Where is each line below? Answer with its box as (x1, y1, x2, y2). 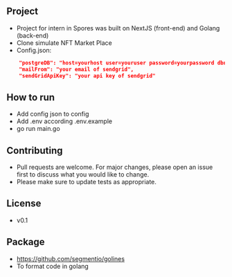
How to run (6, 91, 55, 103)
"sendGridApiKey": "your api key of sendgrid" (19, 72, 156, 79)
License (6, 197, 42, 210)
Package (6, 236, 46, 248)
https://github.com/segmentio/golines (16, 254, 125, 262)
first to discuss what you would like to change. (16, 170, 150, 179)
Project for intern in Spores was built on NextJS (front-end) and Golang (16, 24, 220, 32)
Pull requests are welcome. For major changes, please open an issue (16, 163, 213, 172)
